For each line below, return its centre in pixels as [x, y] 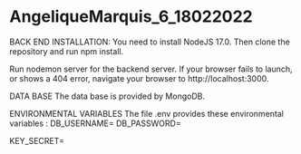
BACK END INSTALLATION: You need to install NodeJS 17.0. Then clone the [150, 42]
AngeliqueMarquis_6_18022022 [131, 17]
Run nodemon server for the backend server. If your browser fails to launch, [151, 69]
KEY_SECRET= [37, 140]
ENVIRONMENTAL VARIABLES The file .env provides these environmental [146, 113]
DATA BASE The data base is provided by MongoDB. [107, 96]
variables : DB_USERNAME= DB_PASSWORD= [95, 123]
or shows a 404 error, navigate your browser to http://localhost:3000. [139, 78]
